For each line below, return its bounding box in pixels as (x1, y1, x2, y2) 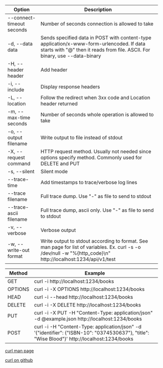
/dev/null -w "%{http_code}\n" (40, 250, 111, 256)
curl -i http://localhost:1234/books (33, 278, 114, 285)
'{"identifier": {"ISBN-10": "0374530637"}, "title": (33, 329, 149, 336)
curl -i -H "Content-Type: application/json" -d (33, 323, 142, 330)
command (7, 160, 31, 167)
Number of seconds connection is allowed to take (40, 20, 154, 27)
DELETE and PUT (40, 160, 80, 167)
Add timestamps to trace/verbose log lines (40, 179, 137, 185)
